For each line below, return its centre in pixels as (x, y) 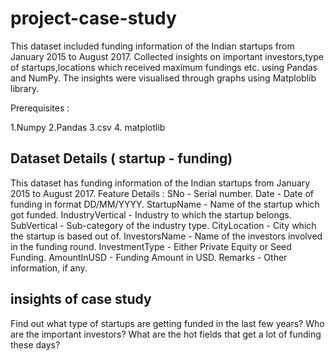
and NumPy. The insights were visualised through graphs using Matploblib (163, 78)
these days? (35, 344)
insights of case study (81, 299)
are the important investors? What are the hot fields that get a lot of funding (166, 334)
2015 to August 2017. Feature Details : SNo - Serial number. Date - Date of (162, 193)
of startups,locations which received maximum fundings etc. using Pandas (164, 67)
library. (25, 88)
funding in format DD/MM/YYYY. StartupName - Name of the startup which (165, 204)
